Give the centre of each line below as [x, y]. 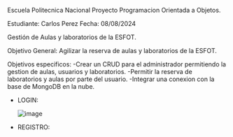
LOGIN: [28, 100]
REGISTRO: [34, 127]
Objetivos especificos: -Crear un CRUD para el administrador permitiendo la [116, 64]
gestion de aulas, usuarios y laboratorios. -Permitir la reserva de [100, 72]
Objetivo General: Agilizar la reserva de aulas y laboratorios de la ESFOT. [112, 51]
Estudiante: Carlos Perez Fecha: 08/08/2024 [72, 23]
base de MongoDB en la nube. [51, 86]
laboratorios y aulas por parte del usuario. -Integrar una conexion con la [111, 79]
